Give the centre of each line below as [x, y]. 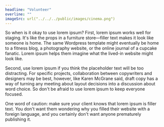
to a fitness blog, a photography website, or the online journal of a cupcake [81, 48]
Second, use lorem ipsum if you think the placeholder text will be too [74, 68]
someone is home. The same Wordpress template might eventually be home [82, 43]
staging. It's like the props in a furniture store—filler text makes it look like [79, 38]
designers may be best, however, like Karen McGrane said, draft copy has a [82, 78]
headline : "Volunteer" [28, 10]
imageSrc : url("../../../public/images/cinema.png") [60, 19]
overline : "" [18, 14]
